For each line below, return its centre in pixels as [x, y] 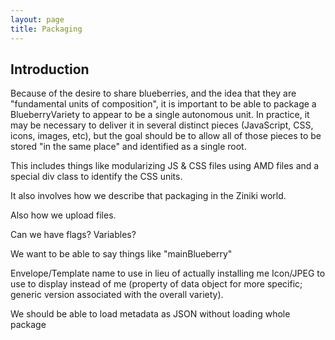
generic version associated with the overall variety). [117, 295]
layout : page [37, 19]
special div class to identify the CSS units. [96, 177]
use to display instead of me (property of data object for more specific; [156, 284]
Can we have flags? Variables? [73, 235]
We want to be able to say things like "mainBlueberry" [121, 254]
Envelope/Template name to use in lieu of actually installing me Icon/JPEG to [168, 273]
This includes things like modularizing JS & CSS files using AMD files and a [165, 166]
